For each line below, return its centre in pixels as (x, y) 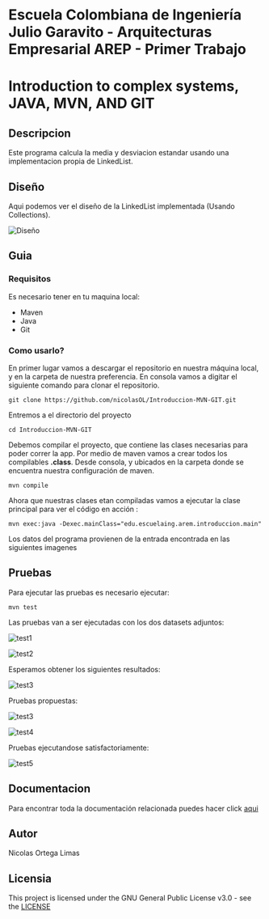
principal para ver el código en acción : (74, 509)
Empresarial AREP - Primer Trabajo (127, 49)
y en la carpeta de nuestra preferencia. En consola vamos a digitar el (123, 376)
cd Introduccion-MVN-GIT (50, 430)
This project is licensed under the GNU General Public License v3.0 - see (130, 898)
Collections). (29, 215)
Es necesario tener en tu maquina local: (74, 296)
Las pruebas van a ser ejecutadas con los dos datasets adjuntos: (116, 622)
